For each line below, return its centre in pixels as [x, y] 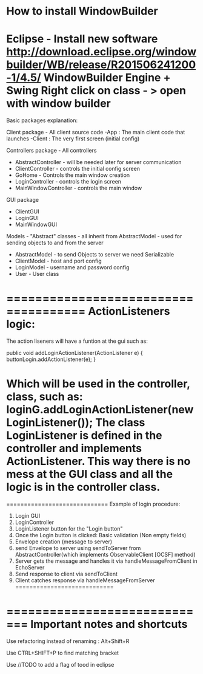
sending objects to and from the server [55, 243]
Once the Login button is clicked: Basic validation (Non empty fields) [101, 535]
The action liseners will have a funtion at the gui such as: [77, 341]
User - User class [37, 274]
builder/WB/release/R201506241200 [101, 65]
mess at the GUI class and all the [90, 474]
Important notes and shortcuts [109, 624]
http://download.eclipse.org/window [101, 52]
